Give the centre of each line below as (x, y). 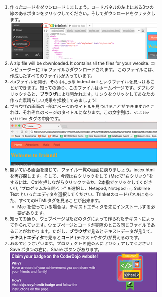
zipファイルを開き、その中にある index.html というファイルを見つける (80, 82)
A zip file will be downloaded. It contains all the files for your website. (80, 63)
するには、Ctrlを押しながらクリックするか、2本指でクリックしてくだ (79, 182)
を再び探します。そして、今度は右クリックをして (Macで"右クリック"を (81, 176)
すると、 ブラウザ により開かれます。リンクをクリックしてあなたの (89, 94)
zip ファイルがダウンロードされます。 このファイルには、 (99, 70)
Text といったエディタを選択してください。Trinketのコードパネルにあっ (81, 194)
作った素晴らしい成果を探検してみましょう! (53, 100)
